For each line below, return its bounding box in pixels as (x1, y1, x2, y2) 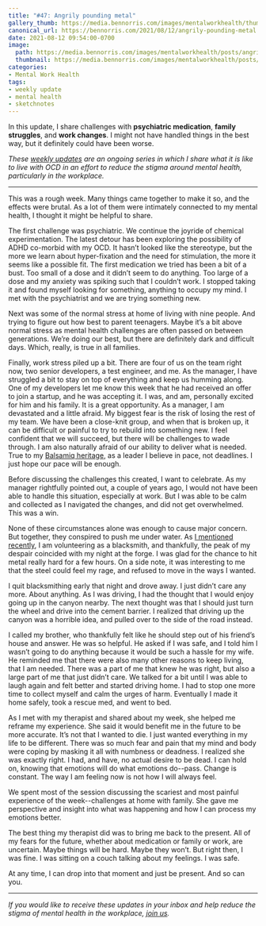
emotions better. (8, 813, 62, 822)
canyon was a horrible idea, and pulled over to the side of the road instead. (8, 615, 253, 624)
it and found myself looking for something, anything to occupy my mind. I (8, 285, 247, 294)
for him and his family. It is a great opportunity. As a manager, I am (8, 400, 225, 409)
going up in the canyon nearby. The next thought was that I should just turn (8, 598, 254, 608)
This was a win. (8, 509, 59, 518)
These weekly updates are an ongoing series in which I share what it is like (8, 154, 253, 163)
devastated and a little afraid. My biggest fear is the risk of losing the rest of (8, 409, 256, 418)
